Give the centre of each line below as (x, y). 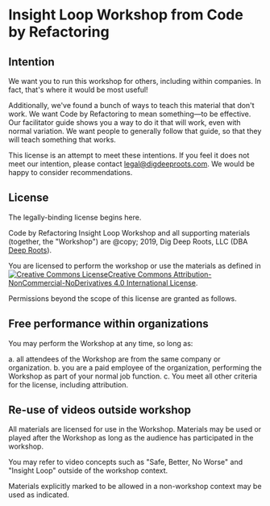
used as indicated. (39, 495)
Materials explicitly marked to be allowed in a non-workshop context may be (135, 487)
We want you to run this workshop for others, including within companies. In (135, 81)
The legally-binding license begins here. (75, 217)
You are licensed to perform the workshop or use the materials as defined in (135, 266)
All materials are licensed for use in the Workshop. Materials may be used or (135, 429)
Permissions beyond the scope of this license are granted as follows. (123, 298)
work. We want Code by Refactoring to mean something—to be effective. (130, 114)
